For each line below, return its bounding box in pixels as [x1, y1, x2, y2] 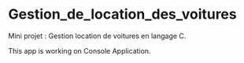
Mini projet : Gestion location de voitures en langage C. [8, 31, 187, 40]
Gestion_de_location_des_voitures [8, 5, 238, 23]
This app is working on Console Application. [8, 46, 151, 55]
